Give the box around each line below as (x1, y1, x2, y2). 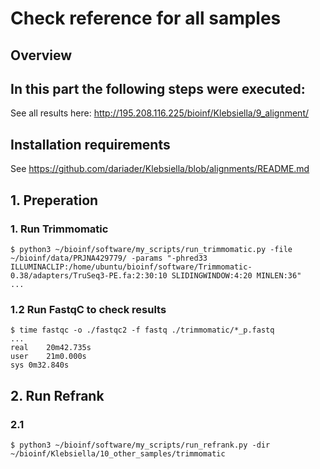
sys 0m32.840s (10, 360, 70, 371)
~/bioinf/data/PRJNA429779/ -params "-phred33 (10, 253, 208, 263)
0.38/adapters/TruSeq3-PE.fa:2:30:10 (10, 270, 168, 281)
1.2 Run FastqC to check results (10, 302, 167, 316)
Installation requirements (10, 136, 171, 153)
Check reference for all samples (10, 7, 282, 30)
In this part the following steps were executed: (10, 80, 306, 97)
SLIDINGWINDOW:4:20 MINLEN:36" (171, 270, 302, 281)
